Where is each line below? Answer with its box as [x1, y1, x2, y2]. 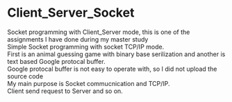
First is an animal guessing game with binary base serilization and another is [7, 50, 226, 58]
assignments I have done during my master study [7, 35, 149, 43]
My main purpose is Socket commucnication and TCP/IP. [7, 79, 170, 87]
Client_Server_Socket [7, 5, 135, 21]
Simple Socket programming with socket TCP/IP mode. [7, 42, 165, 51]
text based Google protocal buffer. [7, 57, 106, 65]
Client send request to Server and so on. [7, 87, 123, 95]
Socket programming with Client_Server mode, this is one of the [7, 28, 190, 36]
